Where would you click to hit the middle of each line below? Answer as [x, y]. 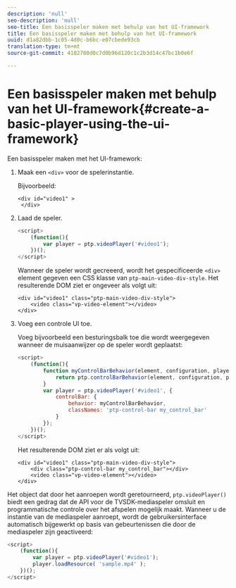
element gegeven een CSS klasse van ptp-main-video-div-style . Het [118, 278]
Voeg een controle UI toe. [55, 324]
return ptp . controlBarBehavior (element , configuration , [139, 377]
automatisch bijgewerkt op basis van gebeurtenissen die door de [101, 524]
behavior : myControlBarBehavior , [117, 404]
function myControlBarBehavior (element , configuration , [127, 370]
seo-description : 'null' [44, 20]
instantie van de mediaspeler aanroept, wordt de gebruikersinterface [107, 517]
